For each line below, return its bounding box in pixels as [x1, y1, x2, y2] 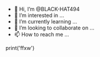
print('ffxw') [5, 45, 35, 51]
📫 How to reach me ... [14, 31, 69, 38]
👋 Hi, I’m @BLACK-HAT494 [14, 6, 80, 12]
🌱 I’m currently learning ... [14, 18, 78, 25]
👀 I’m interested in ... [14, 12, 64, 19]
